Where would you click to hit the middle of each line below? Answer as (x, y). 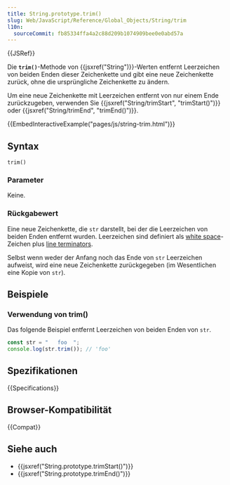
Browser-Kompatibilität (60, 410)
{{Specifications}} (33, 388)
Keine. (16, 195)
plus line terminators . (63, 244)
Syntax (23, 146)
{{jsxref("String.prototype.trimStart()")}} (75, 466)
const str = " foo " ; (43, 343)
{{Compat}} (24, 427)
